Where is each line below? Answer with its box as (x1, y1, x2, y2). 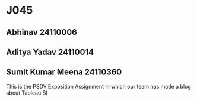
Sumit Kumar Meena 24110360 (6, 67, 122, 77)
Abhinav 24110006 (6, 27, 77, 37)
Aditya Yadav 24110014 (6, 47, 94, 57)
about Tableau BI (6, 89, 47, 96)
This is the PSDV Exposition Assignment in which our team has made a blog (6, 83, 191, 90)
